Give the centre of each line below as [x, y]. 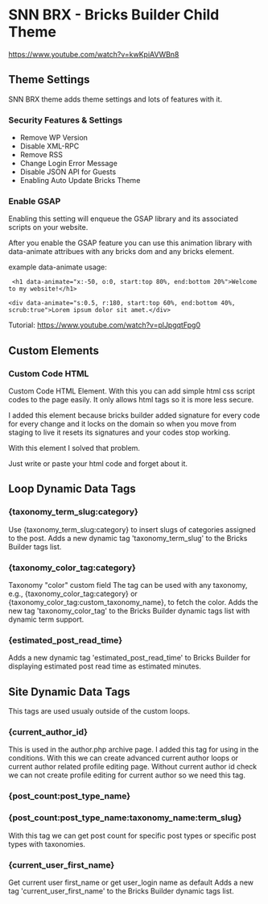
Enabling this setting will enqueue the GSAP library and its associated [124, 219]
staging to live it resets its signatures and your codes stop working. [120, 432]
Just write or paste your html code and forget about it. [98, 464]
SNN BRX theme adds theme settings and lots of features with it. [115, 99]
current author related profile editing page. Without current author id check [133, 767]
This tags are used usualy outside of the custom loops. [99, 711]
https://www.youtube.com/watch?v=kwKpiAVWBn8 [94, 54]
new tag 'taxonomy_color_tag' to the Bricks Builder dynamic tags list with [129, 611]
